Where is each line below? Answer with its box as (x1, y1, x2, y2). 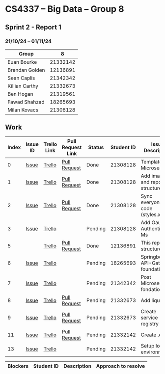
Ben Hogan (7, 90, 33, 97)
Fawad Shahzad (7, 98, 45, 105)
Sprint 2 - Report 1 (5, 23, 61, 31)
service (140, 314, 158, 321)
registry (140, 320, 159, 327)
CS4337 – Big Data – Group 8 (5, 3, 124, 15)
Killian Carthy (7, 82, 38, 89)
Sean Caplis (7, 75, 35, 81)
